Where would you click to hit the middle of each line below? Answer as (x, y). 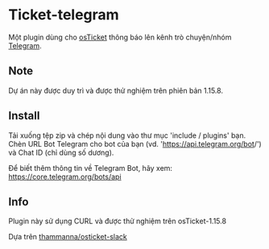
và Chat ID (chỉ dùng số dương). (61, 152)
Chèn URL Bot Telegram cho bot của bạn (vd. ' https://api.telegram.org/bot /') (135, 143)
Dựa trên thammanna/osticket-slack (68, 237)
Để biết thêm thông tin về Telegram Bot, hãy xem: (91, 168)
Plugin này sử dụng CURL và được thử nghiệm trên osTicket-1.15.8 (118, 221)
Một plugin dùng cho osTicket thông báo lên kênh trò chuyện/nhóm (120, 37)
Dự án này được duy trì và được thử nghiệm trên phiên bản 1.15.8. (116, 90)
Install (24, 116)
